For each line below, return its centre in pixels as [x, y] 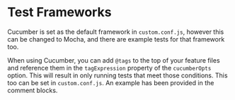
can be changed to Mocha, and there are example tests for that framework [116, 39]
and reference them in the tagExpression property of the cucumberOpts [109, 68]
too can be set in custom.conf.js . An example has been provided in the [111, 82]
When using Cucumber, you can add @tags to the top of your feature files [114, 60]
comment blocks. [33, 90]
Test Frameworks [59, 12]
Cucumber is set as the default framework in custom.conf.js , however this [116, 32]
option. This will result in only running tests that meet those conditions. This [117, 75]
